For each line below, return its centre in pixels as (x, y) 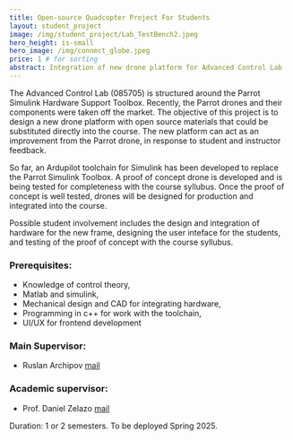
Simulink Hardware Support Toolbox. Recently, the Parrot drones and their (146, 102)
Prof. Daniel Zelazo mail (66, 408)
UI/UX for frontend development (82, 323)
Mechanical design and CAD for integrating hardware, (121, 304)
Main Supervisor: (48, 346)
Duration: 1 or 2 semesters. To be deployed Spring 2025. (113, 426)
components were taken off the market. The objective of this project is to (144, 112)
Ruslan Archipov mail (61, 366)
